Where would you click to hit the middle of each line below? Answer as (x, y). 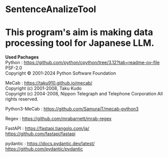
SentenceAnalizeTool (51, 9)
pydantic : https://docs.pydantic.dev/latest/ (50, 144)
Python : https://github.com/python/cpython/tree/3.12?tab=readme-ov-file (82, 63)
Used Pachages (22, 57)
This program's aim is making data (79, 33)
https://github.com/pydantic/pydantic (44, 149)
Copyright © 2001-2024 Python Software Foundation (61, 73)
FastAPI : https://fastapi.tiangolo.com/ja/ (47, 128)
